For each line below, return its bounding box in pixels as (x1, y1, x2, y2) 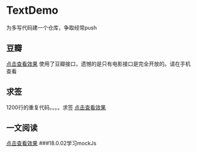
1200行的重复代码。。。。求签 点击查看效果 (6, 104, 106, 111)
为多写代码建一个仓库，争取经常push (6, 24, 97, 31)
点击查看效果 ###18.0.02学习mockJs (6, 139, 97, 147)
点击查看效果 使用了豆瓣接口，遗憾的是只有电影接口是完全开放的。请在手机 (6, 60, 191, 67)
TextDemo (6, 4, 59, 17)
